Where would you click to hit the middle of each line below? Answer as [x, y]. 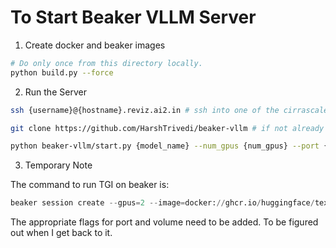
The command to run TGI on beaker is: [90, 185]
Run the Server [55, 92]
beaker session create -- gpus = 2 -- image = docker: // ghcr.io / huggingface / [162, 203]
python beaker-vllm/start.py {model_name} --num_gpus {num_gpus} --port [165, 146]
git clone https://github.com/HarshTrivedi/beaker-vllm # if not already [167, 128]
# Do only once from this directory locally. [106, 63]
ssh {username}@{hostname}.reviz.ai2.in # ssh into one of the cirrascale [169, 110]
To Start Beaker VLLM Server [133, 17]
